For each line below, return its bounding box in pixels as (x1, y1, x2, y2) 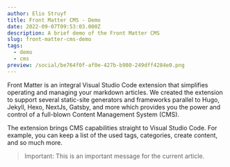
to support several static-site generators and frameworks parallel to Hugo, (7, 95, 220, 104)
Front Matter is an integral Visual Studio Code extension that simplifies (7, 80, 208, 89)
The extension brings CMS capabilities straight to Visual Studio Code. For (7, 123, 217, 132)
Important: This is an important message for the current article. (24, 152, 205, 160)
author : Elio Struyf (7, 10, 67, 17)
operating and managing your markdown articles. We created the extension (7, 88, 224, 96)
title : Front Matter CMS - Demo (7, 17, 101, 24)
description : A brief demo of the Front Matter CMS (7, 29, 160, 37)
